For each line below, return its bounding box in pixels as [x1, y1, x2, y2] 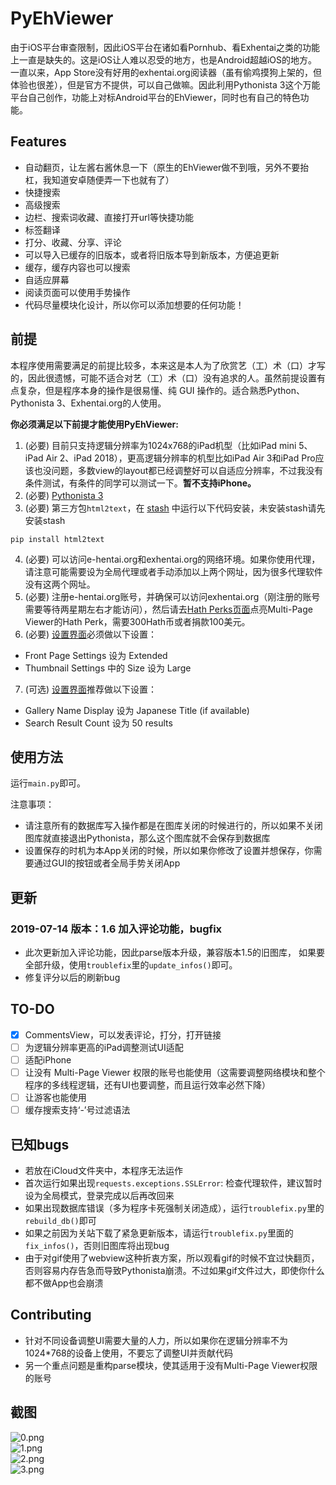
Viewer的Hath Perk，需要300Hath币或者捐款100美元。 [24, 615, 251, 627]
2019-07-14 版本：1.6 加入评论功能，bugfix [10, 922, 223, 936]
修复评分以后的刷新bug [24, 972, 121, 984]
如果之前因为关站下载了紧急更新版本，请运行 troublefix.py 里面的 [24, 1227, 294, 1239]
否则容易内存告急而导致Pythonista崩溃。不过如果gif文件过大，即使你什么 [24, 1265, 325, 1277]
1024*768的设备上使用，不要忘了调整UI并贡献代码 [24, 1347, 233, 1359]
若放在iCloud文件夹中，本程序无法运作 [24, 1165, 184, 1177]
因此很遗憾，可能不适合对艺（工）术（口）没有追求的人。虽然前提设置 [27, 372, 317, 384]
